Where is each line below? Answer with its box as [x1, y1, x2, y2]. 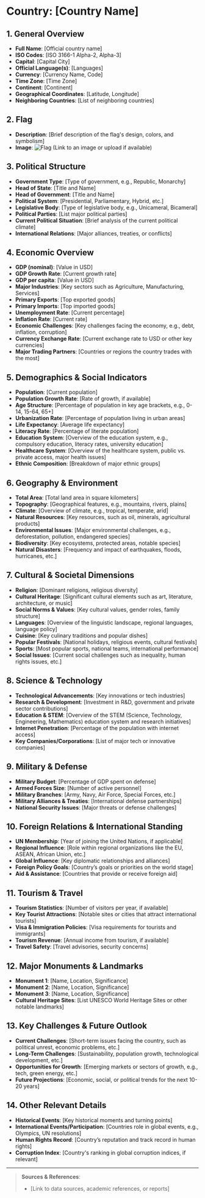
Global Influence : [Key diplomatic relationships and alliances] [15, 857, 170, 865]
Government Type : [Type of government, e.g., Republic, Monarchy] [15, 177, 186, 185]
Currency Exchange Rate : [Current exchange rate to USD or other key [15, 335, 192, 342]
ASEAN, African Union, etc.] [15, 851, 86, 858]
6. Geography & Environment [6, 478, 118, 488]
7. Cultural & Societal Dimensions [6, 570, 135, 580]
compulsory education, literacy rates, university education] [15, 440, 164, 448]
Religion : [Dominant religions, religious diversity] [15, 586, 138, 594]
